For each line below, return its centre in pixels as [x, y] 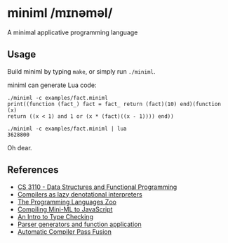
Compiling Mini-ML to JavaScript [65, 209]
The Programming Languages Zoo [67, 202]
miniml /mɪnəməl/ [60, 13]
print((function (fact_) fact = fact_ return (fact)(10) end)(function [114, 104]
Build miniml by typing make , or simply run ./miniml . [81, 71]
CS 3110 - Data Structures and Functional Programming [97, 187]
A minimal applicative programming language [73, 32]
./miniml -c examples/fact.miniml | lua [67, 129]
